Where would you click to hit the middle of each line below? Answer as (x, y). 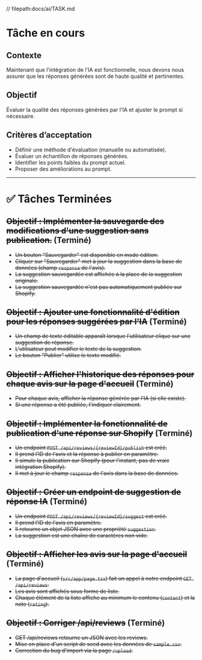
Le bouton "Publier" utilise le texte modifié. (68, 355)
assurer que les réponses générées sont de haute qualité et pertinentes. (96, 76)
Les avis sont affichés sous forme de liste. (67, 591)
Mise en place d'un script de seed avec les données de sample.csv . (98, 644)
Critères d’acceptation (49, 135)
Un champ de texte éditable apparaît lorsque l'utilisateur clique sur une (103, 336)
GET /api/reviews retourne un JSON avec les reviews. (81, 637)
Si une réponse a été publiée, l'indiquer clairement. (78, 405)
